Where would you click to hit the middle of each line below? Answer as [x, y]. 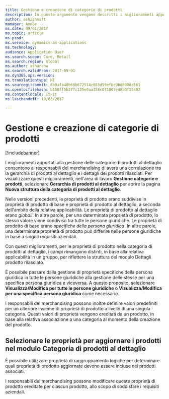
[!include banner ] [22, 153]
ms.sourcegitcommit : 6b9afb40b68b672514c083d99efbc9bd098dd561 [73, 85]
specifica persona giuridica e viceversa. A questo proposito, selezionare [80, 283]
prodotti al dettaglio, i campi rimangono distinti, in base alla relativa [75, 252]
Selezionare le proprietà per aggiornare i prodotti [83, 341]
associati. [15, 371]
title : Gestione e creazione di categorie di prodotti [64, 10]
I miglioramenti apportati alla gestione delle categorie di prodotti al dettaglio [83, 163]
